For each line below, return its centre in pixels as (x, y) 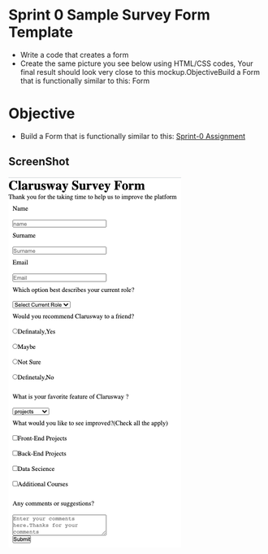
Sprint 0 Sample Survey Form (110, 15)
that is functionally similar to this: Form (85, 81)
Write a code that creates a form (74, 55)
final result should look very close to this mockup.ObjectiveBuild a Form (140, 72)
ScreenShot (39, 161)
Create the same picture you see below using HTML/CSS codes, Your (136, 63)
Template (41, 32)
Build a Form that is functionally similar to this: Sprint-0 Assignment (133, 136)
